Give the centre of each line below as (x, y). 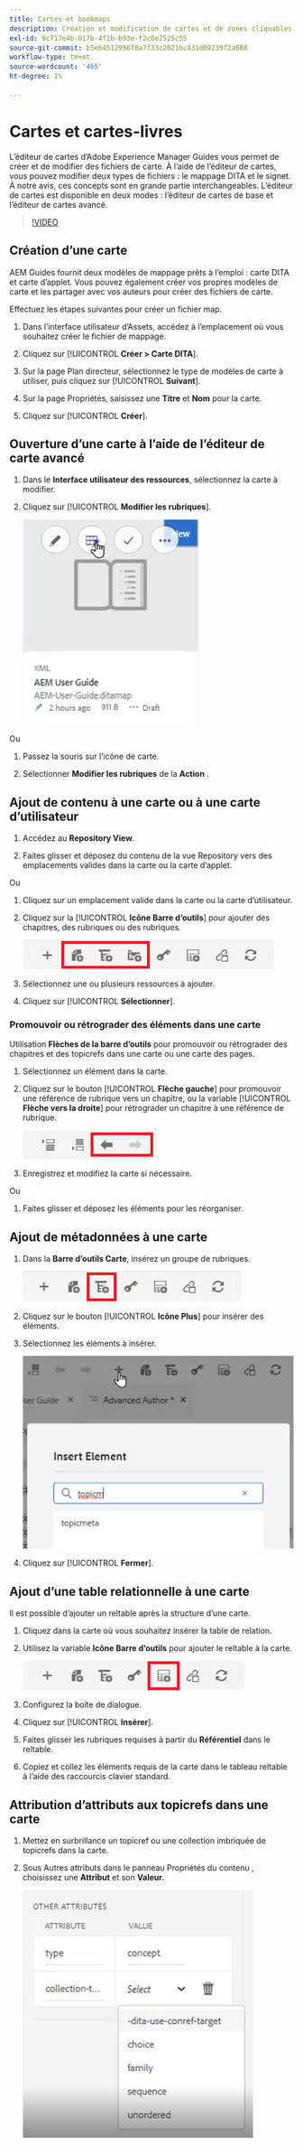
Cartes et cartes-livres (96, 131)
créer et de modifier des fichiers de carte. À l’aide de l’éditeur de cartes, (143, 166)
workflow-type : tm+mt (50, 57)
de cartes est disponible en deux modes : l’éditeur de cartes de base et (141, 195)
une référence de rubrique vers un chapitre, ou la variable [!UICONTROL (156, 1098)
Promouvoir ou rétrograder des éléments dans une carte (135, 1025)
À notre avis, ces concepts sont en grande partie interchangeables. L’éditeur (151, 185)
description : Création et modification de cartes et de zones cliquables (151, 28)
